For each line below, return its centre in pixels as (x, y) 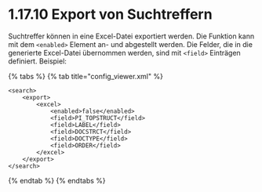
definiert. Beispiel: (37, 61)
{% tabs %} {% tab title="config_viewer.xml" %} (86, 76)
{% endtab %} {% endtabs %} (57, 180)
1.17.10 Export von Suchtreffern (111, 14)
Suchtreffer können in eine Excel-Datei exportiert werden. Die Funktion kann (131, 36)
